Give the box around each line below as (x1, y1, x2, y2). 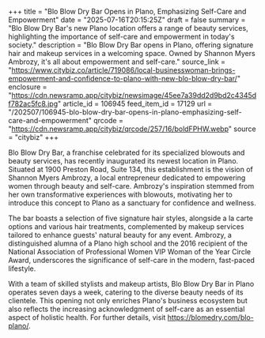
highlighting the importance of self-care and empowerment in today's (8, 32, 235, 41)
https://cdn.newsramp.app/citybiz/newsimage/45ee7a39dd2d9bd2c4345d (11, 91, 257, 100)
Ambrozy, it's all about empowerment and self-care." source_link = (8, 57, 225, 66)
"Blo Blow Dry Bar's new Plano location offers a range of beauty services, (8, 24, 248, 32)
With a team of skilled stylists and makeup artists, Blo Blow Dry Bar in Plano (8, 280, 255, 288)
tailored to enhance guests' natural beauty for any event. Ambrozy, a (8, 231, 232, 239)
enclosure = (8, 82, 47, 92)
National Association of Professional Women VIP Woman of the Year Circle (8, 247, 252, 256)
